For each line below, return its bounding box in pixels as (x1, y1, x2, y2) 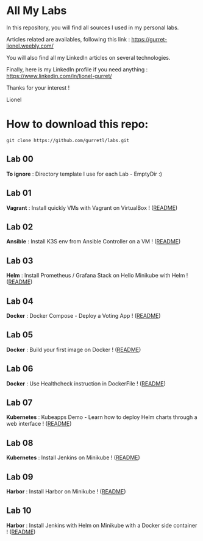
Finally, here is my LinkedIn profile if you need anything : (6, 65, 148, 73)
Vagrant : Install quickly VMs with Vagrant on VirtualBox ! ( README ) (6, 204, 178, 211)
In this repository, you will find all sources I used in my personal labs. (6, 24, 179, 31)
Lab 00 (6, 154, 34, 165)
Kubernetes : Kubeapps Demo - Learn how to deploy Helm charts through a (6, 414, 198, 421)
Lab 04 (6, 296, 34, 306)
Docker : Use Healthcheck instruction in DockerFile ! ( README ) (6, 379, 166, 387)
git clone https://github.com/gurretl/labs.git (6, 137, 130, 143)
